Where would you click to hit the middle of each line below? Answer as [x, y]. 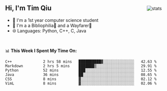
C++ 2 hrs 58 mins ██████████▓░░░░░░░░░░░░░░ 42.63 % [81, 62]
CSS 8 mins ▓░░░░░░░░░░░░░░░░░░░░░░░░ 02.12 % [81, 79]
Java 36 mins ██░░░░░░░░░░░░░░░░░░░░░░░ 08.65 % [81, 75]
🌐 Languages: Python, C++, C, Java [49, 31]
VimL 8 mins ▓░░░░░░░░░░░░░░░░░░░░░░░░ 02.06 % [81, 83]
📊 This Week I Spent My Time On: [41, 50]
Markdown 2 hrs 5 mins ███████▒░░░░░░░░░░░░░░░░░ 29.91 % [81, 66]
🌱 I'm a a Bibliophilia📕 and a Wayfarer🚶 [52, 25]
